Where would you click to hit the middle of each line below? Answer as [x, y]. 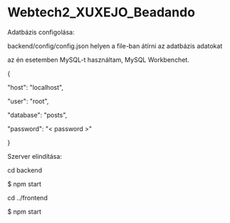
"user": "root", [28, 101]
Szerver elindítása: [35, 156]
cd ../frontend [27, 197]
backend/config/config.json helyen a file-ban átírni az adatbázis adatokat [115, 46]
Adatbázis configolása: [41, 32]
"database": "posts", [37, 115]
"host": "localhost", [36, 87]
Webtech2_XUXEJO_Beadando [101, 12]
